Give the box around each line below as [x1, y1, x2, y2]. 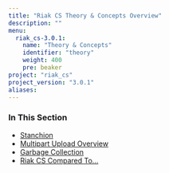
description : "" [8, 19, 62, 27]
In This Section [8, 112, 68, 124]
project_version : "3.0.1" [8, 78, 94, 86]
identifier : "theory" [22, 49, 94, 57]
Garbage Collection [19, 147, 84, 156]
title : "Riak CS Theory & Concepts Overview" [8, 11, 162, 20]
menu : [8, 26, 26, 34]
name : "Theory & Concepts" [22, 41, 112, 49]
